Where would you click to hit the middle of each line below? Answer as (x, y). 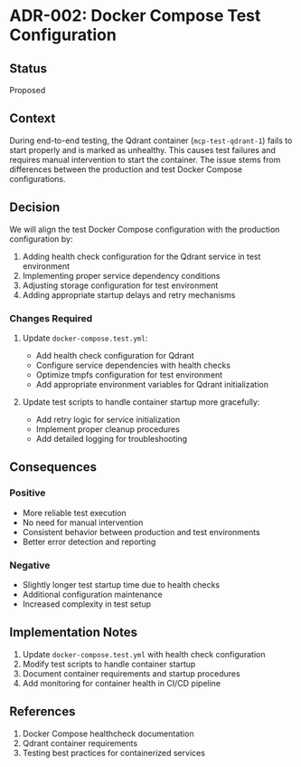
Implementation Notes (74, 633)
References (42, 712)
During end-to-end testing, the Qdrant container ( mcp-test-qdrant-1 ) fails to (151, 140)
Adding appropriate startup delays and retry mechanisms (129, 294)
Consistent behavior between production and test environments (141, 532)
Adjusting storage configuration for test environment (120, 285)
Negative (30, 565)
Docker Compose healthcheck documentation (108, 733)
